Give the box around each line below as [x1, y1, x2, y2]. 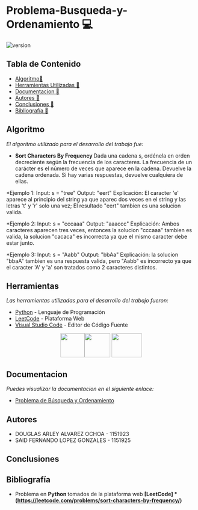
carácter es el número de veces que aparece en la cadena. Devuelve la [14, 165, 191, 172]
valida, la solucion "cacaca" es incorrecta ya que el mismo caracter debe [6, 233, 188, 240]
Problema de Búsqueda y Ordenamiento [14, 397, 114, 404]
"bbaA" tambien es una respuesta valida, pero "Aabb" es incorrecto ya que [6, 257, 191, 265]
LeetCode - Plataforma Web [14, 315, 85, 322]
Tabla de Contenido [6, 59, 81, 69]
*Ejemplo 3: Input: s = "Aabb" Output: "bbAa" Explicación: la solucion [6, 251, 179, 258]
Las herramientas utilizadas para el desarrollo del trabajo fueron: [6, 297, 169, 304]
